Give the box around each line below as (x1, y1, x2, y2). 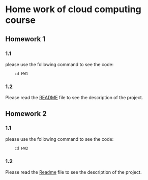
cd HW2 (14, 146, 28, 151)
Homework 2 (5, 109, 47, 118)
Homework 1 (5, 35, 46, 43)
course (5, 14, 36, 26)
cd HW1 (14, 71, 28, 76)
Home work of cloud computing (5, 4, 141, 15)
